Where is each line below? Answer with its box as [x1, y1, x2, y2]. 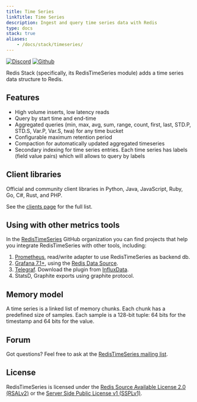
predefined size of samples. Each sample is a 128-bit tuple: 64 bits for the [6, 312, 186, 319]
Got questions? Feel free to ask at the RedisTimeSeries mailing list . [6, 350, 169, 358]
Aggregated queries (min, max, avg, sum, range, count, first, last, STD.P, [14, 121, 191, 128]
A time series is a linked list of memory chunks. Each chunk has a [6, 305, 166, 312]
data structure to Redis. [6, 75, 63, 83]
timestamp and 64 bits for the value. [6, 317, 95, 325]
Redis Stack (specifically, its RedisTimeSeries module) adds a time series [6, 69, 184, 76]
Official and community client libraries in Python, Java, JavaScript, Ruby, [6, 185, 183, 192]
